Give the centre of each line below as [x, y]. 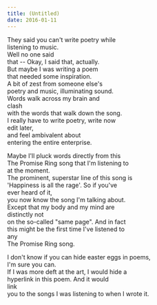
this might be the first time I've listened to [66, 229]
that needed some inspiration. [50, 76]
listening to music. [33, 47]
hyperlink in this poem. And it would [58, 279]
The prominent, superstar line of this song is [70, 177]
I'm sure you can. [32, 264]
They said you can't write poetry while [61, 39]
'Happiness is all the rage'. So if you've [62, 185]
